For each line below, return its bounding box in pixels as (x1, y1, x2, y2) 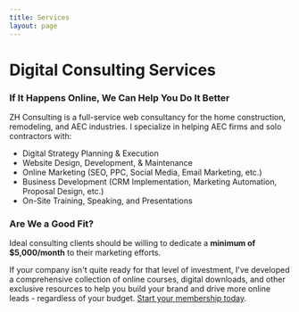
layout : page (9, 21, 58, 30)
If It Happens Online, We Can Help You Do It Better (9, 91, 230, 103)
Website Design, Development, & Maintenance (21, 157, 194, 168)
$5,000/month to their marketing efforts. (9, 247, 162, 259)
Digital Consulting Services (9, 60, 217, 80)
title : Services (9, 12, 70, 22)
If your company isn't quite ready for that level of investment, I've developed (9, 265, 290, 275)
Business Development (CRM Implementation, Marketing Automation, (21, 176, 278, 187)
